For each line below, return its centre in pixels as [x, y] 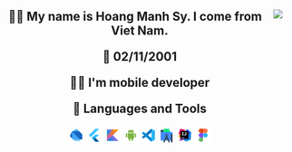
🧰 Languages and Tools [139, 109]
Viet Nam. [140, 31]
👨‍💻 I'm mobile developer [140, 83]
